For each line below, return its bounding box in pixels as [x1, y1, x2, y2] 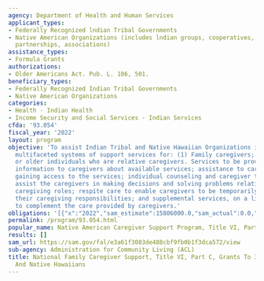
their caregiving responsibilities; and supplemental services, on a [15, 194, 247, 202]
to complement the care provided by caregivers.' [15, 202, 181, 209]
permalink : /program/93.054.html [8, 216, 118, 224]
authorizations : [8, 63, 61, 71]
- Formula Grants [8, 56, 65, 64]
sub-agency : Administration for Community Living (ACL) [8, 246, 195, 253]
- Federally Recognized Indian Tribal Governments [8, 84, 178, 93]
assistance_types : [8, 48, 68, 56]
